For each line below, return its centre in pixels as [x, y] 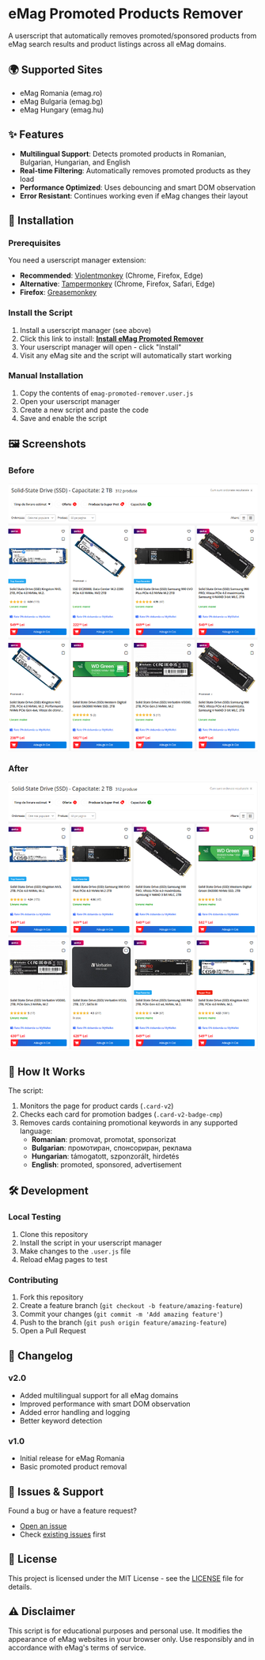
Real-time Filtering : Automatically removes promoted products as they [135, 170]
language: [36, 1131]
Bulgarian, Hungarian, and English [75, 162]
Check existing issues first [62, 1534]
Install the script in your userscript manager [91, 1242]
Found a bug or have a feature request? [72, 1511]
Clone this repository [54, 1234]
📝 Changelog [41, 1356]
